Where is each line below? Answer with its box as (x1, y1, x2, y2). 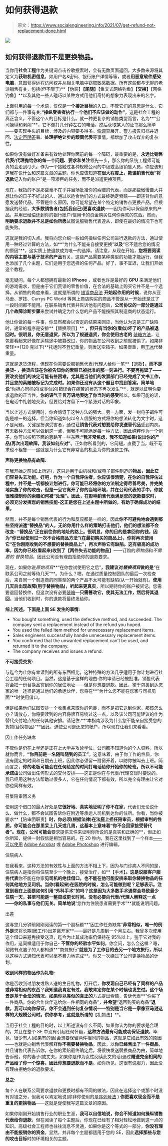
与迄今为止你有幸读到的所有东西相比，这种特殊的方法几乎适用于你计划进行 (5, 669, 158, 675)
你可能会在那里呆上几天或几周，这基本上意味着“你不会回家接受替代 (14, 822, 152, 828)
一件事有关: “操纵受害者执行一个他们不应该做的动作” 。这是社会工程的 (18, 109, 160, 115)
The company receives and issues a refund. (12, 648, 103, 654)
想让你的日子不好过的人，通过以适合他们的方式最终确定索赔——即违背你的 (5, 193, 158, 199)
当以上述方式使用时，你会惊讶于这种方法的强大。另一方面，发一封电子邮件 (5, 409, 158, 415)
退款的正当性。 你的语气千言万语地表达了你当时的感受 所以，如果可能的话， (9, 392, 163, 398)
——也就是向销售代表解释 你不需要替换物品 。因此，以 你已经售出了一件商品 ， (5, 1041, 163, 1047)
